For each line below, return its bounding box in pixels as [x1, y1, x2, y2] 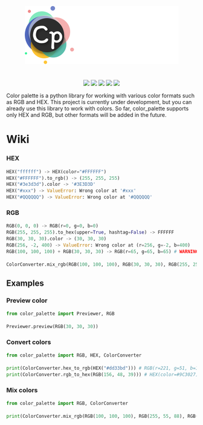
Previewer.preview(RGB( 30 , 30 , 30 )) [6, 323, 98, 329]
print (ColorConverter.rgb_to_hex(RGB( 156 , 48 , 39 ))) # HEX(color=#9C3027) [6, 371, 199, 378]
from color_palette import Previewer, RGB [6, 311, 115, 317]
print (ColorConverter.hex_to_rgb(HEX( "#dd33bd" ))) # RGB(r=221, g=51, [6, 365, 188, 371]
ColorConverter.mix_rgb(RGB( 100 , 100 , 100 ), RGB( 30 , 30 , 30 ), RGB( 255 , [6, 261, 190, 268]
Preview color [6, 296, 48, 305]
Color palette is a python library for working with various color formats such [6, 92, 195, 99]
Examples [6, 278, 44, 288]
